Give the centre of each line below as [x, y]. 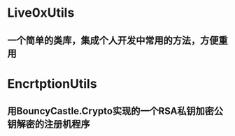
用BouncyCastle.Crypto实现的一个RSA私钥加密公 [115, 111]
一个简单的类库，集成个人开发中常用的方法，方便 [113, 40]
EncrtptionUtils [52, 83]
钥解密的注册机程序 [49, 124]
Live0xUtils [41, 13]
